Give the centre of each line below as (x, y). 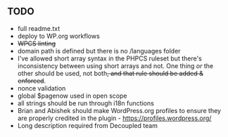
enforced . (32, 81)
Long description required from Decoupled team (88, 125)
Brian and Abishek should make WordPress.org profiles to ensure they (119, 110)
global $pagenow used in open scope (72, 96)
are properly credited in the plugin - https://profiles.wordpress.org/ (114, 118)
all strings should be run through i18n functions (86, 103)
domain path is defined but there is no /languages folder (99, 51)
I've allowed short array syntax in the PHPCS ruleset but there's (110, 58)
